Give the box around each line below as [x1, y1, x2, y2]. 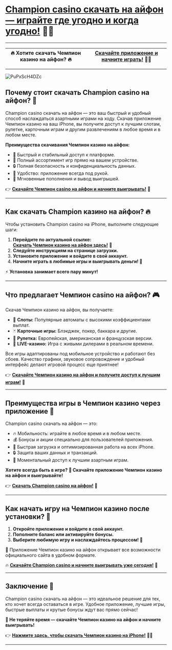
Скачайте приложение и [94, 49, 158, 56]
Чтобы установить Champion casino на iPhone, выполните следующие [5, 221, 159, 227]
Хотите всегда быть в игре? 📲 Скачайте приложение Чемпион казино [5, 467, 162, 473]
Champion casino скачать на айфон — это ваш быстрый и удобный [5, 110, 151, 116]
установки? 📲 [5, 512, 51, 521]
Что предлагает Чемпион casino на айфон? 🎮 [5, 291, 160, 299]
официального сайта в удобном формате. [5, 552, 96, 558]
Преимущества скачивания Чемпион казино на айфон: [5, 141, 130, 148]
